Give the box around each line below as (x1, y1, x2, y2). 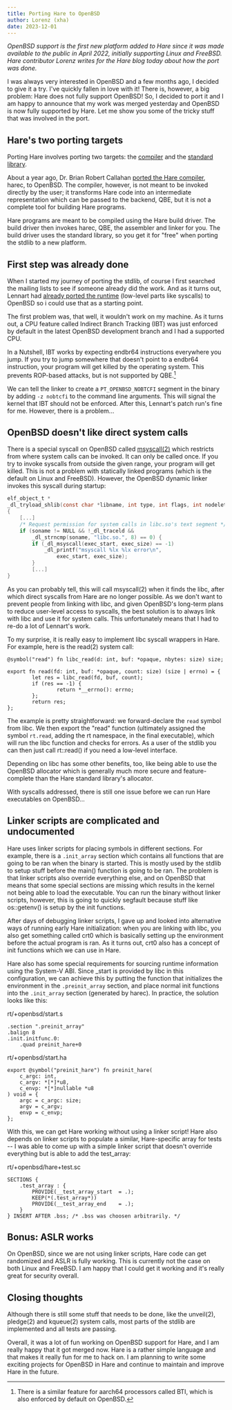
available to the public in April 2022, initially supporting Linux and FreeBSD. (7, 49, 222, 57)
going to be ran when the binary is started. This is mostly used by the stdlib (7, 859, 222, 867)
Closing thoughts (7, 1292, 84, 1303)
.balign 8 (7, 1029, 36, 1036)
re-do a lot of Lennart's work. (7, 621, 91, 630)
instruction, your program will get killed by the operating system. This (7, 363, 205, 371)
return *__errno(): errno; (56, 686, 135, 693)
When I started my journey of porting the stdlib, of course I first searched (7, 277, 215, 285)
